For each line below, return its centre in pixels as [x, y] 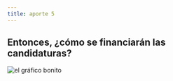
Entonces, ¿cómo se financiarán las [86, 43]
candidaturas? [40, 54]
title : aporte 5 [31, 14]
